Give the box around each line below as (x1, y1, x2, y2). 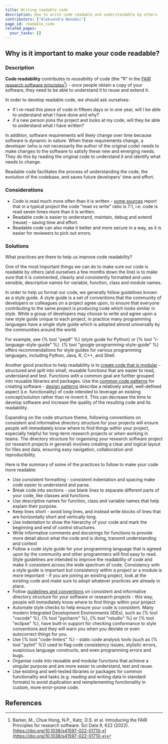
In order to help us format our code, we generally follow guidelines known (5, 289, 157, 295)
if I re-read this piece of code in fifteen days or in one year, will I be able (12, 106, 161, 113)
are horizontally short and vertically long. (12, 514, 97, 520)
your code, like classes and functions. (12, 492, 91, 498)
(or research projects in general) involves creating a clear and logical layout (5, 441, 161, 447)
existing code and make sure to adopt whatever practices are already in (12, 577, 160, 583)
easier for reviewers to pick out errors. (12, 230, 91, 236)
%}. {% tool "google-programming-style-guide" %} (52, 342, 159, 348)
